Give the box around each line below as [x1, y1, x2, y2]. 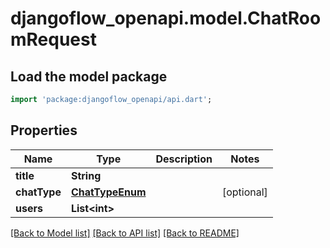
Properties [10, 122, 78, 139]
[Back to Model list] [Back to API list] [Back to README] [10, 227, 240, 239]
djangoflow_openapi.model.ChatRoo [10, 7, 322, 30]
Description [155, 152, 213, 166]
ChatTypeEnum [70, 185, 147, 199]
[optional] [221, 185, 268, 199]
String [70, 168, 102, 182]
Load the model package [10, 68, 168, 85]
